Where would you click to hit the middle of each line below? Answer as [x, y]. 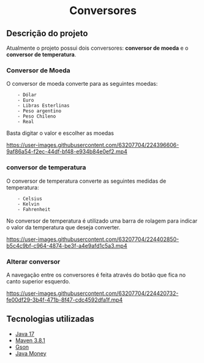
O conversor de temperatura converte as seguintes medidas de [86, 181]
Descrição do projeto [47, 33]
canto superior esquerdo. [38, 281]
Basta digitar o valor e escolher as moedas [60, 133]
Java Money [31, 353]
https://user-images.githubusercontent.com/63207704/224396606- [93, 145]
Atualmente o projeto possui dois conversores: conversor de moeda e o [97, 48]
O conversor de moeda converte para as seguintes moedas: [82, 84]
